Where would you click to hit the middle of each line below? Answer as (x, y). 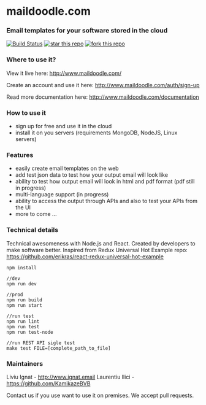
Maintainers (25, 363)
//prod (15, 295)
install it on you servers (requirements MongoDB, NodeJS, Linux (96, 133)
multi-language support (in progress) (62, 195)
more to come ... (36, 214)
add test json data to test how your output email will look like (92, 175)
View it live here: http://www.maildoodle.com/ (64, 73)
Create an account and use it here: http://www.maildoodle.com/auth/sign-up (103, 85)
